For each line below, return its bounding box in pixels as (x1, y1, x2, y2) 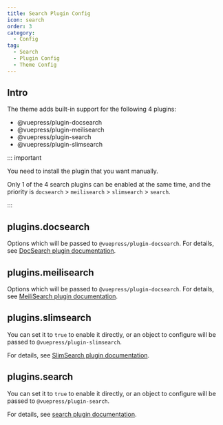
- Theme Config (13, 61, 57, 68)
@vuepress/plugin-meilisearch (17, 125, 105, 134)
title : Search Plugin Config (7, 10, 91, 17)
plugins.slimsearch (7, 312, 92, 324)
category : (7, 29, 36, 37)
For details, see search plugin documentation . (7, 410, 137, 418)
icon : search (7, 17, 45, 23)
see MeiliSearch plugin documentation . (7, 292, 118, 300)
